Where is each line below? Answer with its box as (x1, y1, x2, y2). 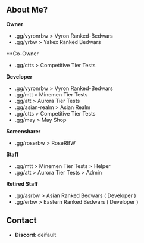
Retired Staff (6, 180, 39, 187)
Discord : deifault (14, 231, 57, 238)
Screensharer (6, 127, 41, 135)
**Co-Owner (6, 50, 39, 57)
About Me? (6, 5, 48, 15)
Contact (6, 216, 37, 226)
